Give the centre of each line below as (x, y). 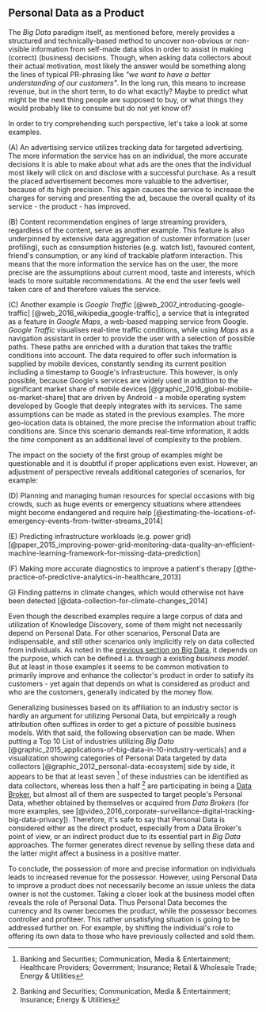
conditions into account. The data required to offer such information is (123, 355)
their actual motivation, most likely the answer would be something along (127, 66)
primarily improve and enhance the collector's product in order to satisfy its (131, 675)
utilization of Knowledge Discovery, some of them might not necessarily (125, 624)
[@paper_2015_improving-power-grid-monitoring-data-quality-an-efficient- (132, 544)
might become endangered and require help (80, 512)
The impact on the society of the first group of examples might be (116, 455)
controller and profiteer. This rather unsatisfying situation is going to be (124, 919)
